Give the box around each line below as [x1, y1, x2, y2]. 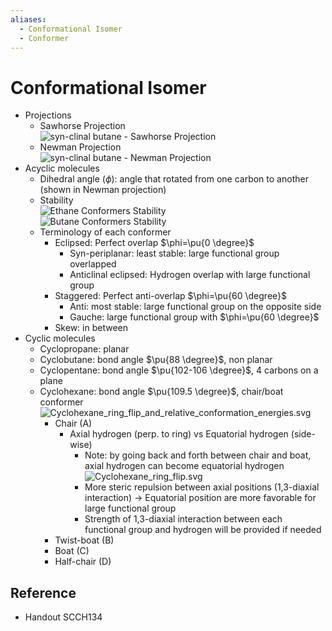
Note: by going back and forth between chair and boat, [84, 449, 312, 461]
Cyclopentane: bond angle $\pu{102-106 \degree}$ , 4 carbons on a [39, 364, 319, 376]
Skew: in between [54, 322, 128, 334]
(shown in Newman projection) [39, 184, 167, 196]
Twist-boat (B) [54, 534, 115, 546]
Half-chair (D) [54, 556, 112, 568]
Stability [39, 194, 74, 206]
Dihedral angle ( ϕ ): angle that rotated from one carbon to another [39, 173, 309, 185]
